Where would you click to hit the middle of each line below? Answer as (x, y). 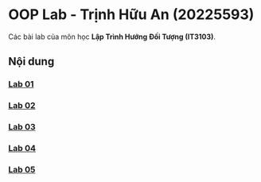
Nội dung (31, 62)
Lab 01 (21, 84)
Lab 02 (22, 106)
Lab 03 (22, 127)
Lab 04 (22, 149)
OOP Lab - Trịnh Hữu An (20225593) (131, 15)
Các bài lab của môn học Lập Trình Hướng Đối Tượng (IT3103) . (112, 37)
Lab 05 (22, 169)
